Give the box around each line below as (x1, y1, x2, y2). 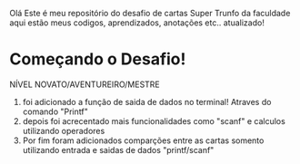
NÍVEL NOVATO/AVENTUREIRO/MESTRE (9, 79, 161, 90)
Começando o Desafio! (9, 49, 186, 70)
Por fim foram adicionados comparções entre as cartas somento (22, 135, 265, 146)
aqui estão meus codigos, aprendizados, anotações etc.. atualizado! (9, 17, 265, 28)
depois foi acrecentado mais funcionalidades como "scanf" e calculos (22, 115, 286, 126)
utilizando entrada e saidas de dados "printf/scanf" (22, 144, 215, 155)
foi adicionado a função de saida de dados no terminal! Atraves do (22, 96, 272, 107)
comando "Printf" (22, 106, 88, 117)
